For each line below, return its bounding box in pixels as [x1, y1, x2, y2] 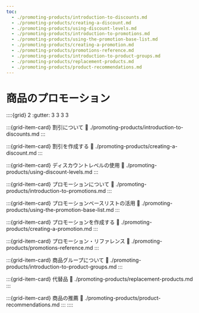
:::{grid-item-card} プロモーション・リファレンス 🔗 [6, 237, 131, 245]
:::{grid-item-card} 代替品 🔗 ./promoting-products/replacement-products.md [6, 276, 193, 283]
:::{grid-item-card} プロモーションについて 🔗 [6, 181, 115, 188]
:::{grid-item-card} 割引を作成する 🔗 [6, 143, 94, 150]
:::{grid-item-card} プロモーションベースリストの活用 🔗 [6, 200, 141, 207]
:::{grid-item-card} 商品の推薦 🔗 [6, 295, 84, 302]
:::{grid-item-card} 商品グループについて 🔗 [6, 256, 109, 264]
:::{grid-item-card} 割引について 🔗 [6, 124, 89, 131]
